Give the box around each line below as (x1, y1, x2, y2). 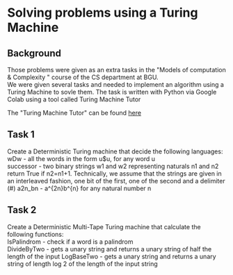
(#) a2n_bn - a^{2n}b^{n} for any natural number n (7, 184, 152, 192)
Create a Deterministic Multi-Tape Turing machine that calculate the (7, 222, 201, 231)
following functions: (7, 230, 64, 238)
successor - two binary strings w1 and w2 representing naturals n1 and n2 (7, 162, 219, 170)
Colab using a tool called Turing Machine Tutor (7, 95, 141, 103)
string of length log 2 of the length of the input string (7, 259, 158, 268)
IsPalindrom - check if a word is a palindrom (7, 237, 134, 246)
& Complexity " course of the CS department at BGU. (7, 73, 159, 81)
